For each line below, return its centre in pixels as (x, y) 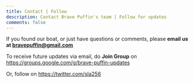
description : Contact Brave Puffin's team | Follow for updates (86, 17)
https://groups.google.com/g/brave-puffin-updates (68, 63)
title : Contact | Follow (36, 11)
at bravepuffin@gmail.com (40, 45)
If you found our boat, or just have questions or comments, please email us (97, 39)
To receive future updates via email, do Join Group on (71, 57)
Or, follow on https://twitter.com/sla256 (53, 74)
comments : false (26, 22)
